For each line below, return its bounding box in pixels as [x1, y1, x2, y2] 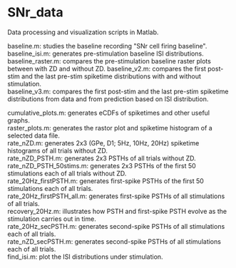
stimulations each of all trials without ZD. [7, 169, 127, 177]
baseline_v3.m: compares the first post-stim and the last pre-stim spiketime [7, 87, 230, 96]
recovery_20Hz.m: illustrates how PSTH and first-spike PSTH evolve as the [7, 207, 227, 215]
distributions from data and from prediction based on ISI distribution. [7, 94, 209, 103]
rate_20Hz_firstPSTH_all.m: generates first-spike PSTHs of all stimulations [7, 192, 225, 200]
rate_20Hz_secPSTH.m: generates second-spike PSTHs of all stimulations [7, 222, 225, 230]
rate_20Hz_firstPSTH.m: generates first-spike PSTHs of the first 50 [7, 176, 205, 185]
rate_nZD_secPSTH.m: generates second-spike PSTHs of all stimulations [7, 237, 221, 246]
